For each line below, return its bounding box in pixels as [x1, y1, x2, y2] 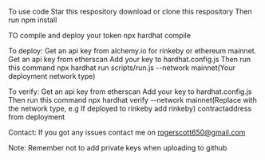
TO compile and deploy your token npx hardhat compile [8, 31, 192, 40]
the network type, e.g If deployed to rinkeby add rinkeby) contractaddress [8, 103, 252, 113]
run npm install [8, 15, 57, 25]
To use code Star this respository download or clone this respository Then [8, 7, 253, 16]
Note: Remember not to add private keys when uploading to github [8, 143, 227, 152]
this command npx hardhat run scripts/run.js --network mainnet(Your [8, 63, 235, 72]
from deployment [8, 112, 65, 122]
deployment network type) [8, 72, 96, 80]
